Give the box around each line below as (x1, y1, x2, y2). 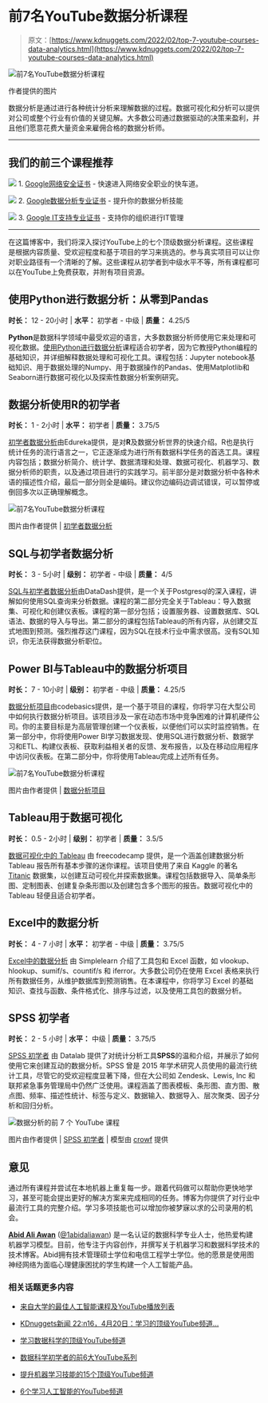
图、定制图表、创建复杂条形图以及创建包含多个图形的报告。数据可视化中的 (8, 880, 253, 890)
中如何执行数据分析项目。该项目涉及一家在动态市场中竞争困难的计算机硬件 (8, 712, 253, 721)
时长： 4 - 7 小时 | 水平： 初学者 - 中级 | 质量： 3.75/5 (8, 939, 185, 948)
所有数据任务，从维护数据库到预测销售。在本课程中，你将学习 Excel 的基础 (8, 975, 254, 986)
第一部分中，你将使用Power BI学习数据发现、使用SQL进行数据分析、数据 (8, 732, 247, 741)
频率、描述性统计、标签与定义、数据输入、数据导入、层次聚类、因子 (29, 1091, 253, 1101)
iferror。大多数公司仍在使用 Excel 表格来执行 (112, 966, 260, 975)
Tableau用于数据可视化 (8, 811, 123, 824)
